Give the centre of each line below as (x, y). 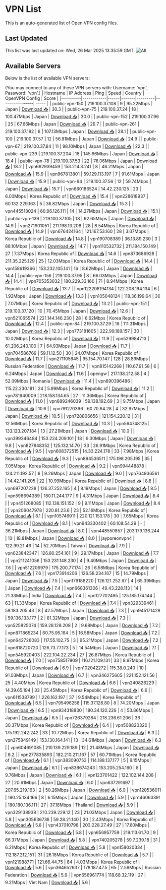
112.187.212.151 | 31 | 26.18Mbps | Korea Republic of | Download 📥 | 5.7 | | (80, 855)
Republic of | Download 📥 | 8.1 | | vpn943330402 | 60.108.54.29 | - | (75, 523)
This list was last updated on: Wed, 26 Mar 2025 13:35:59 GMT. (70, 50)
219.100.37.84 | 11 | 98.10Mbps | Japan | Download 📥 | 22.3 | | (87, 146)
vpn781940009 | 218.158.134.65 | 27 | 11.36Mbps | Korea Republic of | (76, 395)
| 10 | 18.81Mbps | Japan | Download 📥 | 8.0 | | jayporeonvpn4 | (70, 538)
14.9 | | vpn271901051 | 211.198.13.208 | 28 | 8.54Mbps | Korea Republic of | (82, 225)
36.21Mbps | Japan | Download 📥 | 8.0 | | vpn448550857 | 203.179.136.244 (82, 531)
